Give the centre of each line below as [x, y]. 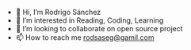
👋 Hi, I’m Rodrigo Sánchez [58, 12]
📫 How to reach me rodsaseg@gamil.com [85, 37]
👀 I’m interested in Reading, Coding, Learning [90, 20]
